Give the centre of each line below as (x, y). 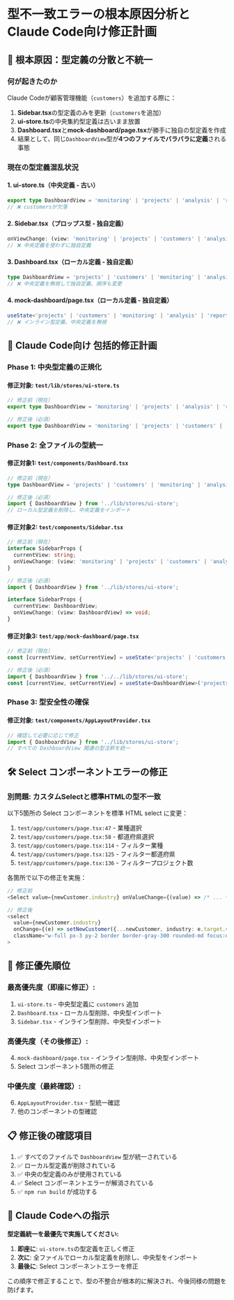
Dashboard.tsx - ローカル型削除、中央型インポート (89, 1013)
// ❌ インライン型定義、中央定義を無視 (57, 322)
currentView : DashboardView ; (56, 606)
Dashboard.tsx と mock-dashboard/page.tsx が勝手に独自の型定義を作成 (122, 130)
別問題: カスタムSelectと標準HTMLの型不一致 (84, 796)
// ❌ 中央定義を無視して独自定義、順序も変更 (65, 283)
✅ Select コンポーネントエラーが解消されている (86, 1183)
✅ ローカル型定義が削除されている (67, 1165)
